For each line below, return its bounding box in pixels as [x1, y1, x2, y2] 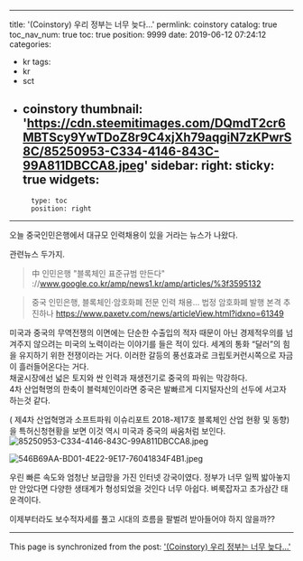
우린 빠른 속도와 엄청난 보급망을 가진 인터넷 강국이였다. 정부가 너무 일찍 [9, 472, 260, 482]
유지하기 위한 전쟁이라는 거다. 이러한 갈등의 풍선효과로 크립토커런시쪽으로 [18, 350, 277, 360]
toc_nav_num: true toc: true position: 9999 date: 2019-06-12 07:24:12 [9, 29, 267, 40]
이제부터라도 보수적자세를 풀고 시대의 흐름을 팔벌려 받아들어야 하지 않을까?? [9, 513, 275, 524]
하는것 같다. [9, 395, 51, 406]
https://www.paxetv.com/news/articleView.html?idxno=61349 [55, 308, 284, 319]
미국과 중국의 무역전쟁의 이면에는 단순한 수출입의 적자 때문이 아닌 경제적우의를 [9, 327, 284, 338]
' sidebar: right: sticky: [143, 158, 275, 173]
